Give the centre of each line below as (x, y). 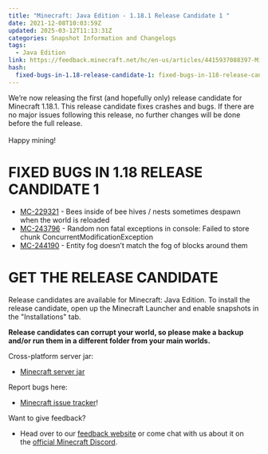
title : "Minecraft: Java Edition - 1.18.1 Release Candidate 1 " (119, 16)
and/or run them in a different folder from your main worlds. (109, 341)
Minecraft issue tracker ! (59, 402)
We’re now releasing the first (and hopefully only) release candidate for (125, 97)
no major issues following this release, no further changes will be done (124, 114)
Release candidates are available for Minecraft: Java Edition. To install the (129, 299)
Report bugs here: (38, 387)
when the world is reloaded (65, 219)
